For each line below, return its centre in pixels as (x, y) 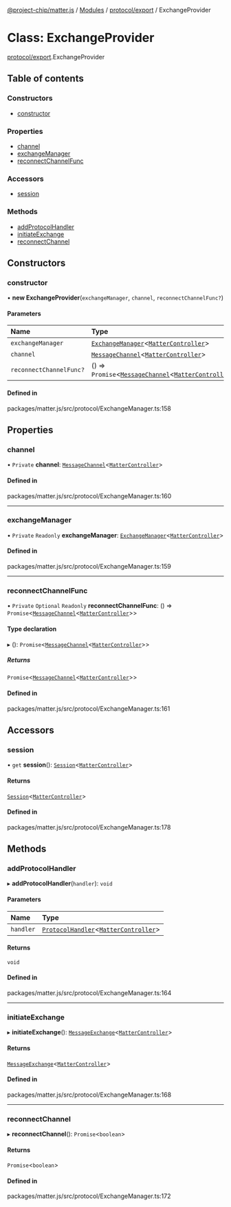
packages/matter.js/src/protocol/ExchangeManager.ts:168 (89, 1095)
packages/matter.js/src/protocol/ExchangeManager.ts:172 (89, 1196)
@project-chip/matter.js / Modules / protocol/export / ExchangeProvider (109, 10)
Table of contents (45, 79)
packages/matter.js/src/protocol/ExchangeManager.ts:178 (89, 827)
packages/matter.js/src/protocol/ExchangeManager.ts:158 (89, 408)
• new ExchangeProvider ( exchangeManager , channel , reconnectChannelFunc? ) (115, 298)
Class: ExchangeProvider (81, 38)
